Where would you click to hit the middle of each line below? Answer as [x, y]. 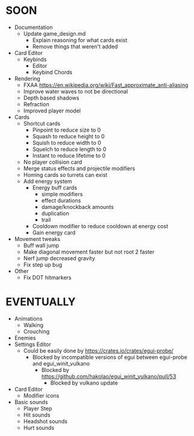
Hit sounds [37, 415]
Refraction [36, 104]
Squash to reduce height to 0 [68, 136]
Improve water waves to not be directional [76, 91]
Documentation [33, 27]
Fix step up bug [43, 264]
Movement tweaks [37, 239]
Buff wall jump [41, 245]
